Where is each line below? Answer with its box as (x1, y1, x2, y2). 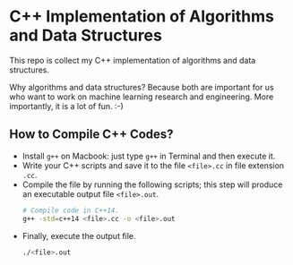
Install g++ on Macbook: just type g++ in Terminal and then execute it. (22, 150, 276, 161)
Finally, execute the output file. (22, 230, 136, 241)
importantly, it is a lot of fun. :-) (9, 100, 124, 111)
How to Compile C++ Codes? (9, 127, 174, 142)
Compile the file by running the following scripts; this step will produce (22, 179, 283, 190)
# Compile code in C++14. (22, 206, 119, 215)
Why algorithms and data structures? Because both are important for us (9, 81, 275, 92)
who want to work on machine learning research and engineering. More (9, 91, 274, 102)
